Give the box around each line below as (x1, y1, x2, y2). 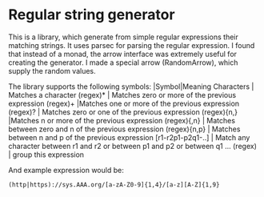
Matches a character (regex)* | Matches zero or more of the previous (8, 90, 237, 99)
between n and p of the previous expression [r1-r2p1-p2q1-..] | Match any (8, 132, 250, 142)
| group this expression (8, 150, 85, 159)
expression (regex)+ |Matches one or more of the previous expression (8, 98, 240, 108)
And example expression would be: (8, 165, 124, 175)
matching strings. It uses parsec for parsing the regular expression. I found (8, 40, 255, 50)
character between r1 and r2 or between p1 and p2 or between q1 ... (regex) (8, 141, 258, 151)
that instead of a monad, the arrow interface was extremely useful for (8, 49, 238, 58)
